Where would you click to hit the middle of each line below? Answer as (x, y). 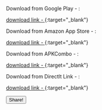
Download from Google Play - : (43, 8)
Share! (16, 100)
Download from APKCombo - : (42, 54)
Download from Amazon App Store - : (51, 31)
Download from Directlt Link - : (43, 76)
